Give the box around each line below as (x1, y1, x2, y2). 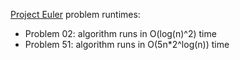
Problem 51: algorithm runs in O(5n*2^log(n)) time (24, 39, 230, 50)
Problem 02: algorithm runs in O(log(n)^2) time (24, 28, 217, 39)
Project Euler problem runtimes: (10, 9, 141, 20)
